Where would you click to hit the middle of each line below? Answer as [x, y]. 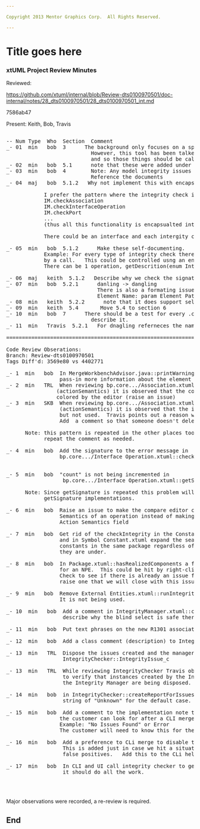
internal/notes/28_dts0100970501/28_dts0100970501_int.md [80, 101]
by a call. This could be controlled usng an [115, 260]
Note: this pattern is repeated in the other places [104, 433]
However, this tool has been [133, 153]
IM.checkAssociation [74, 201]
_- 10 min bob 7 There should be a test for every [96, 314]
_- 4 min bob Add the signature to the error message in [97, 451]
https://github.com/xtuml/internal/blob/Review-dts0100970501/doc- [90, 95]
